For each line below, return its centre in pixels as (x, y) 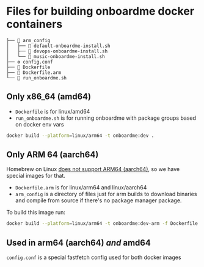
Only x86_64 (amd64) (49, 97)
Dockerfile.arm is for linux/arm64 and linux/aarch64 (81, 188)
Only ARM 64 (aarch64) (53, 155)
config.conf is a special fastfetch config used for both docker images (94, 257)
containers (35, 24)
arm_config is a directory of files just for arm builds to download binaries (106, 194)
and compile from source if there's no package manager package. (98, 200)
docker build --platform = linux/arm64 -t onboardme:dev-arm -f (87, 224)
